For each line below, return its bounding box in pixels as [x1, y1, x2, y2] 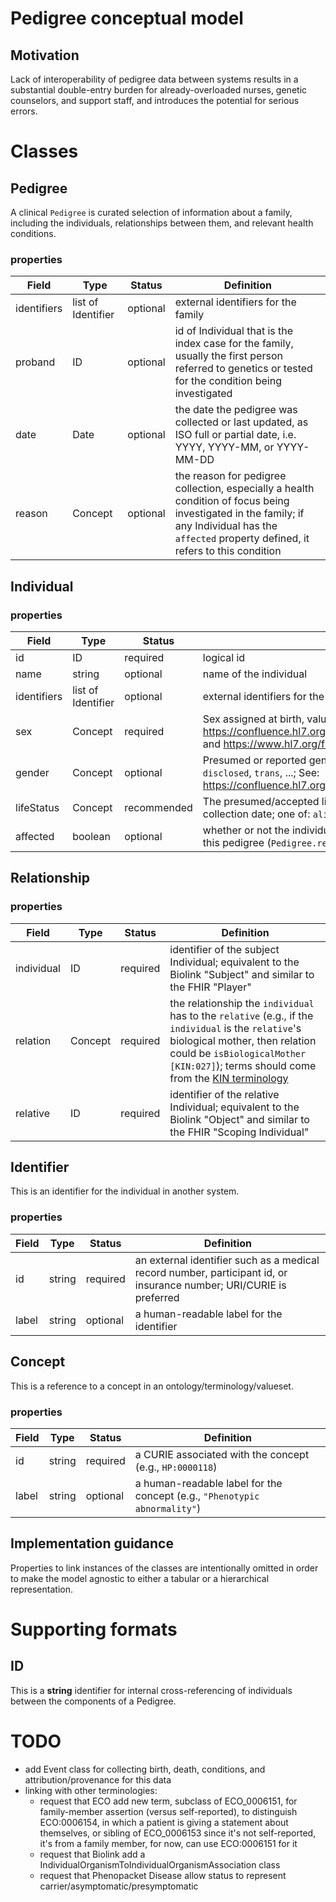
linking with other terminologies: [24, 1784, 158, 1796]
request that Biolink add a [39, 1848, 146, 1860]
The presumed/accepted [202, 794, 320, 808]
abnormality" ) [134, 1501, 202, 1515]
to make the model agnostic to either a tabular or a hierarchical [10, 1572, 270, 1584]
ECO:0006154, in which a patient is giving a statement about [39, 1816, 289, 1828]
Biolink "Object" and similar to [169, 1112, 310, 1126]
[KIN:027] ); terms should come [169, 1058, 317, 1072]
